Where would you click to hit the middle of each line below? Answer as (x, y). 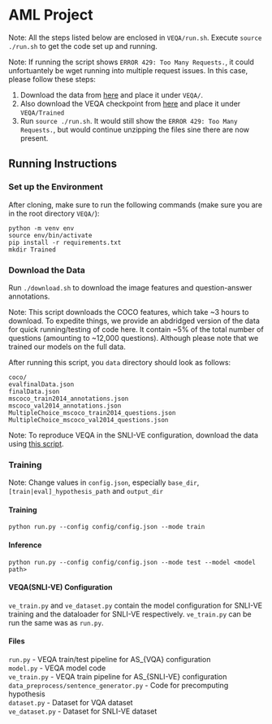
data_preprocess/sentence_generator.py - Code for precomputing (119, 686)
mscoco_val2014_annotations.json (65, 406)
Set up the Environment (56, 187)
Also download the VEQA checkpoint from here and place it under (130, 103)
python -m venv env (41, 228)
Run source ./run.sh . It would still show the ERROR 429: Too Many (129, 120)
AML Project (51, 15)
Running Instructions (63, 164)
